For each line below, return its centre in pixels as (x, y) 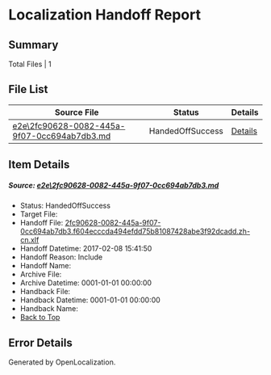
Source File (77, 112)
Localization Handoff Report (105, 15)
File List (28, 89)
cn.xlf (29, 240)
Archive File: (41, 274)
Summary (33, 45)
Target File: (39, 214)
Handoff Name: (45, 266)
